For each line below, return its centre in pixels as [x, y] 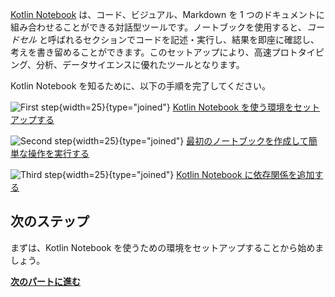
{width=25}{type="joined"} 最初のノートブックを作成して [190, 141]
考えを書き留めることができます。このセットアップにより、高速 [141, 52]
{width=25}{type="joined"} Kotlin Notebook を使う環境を [176, 107]
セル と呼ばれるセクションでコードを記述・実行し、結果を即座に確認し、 [169, 39]
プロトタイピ [298, 52]
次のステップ [50, 221]
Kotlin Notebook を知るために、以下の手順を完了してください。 [141, 86]
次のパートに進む [45, 281]
